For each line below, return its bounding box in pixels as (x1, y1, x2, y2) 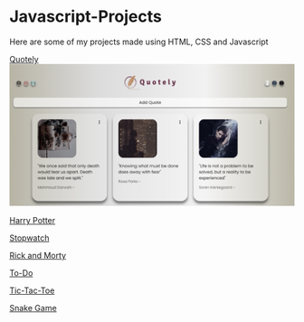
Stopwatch (9, 232, 50, 243)
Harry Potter (9, 215, 56, 226)
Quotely (9, 53, 39, 64)
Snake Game (9, 303, 57, 314)
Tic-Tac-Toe (9, 285, 55, 296)
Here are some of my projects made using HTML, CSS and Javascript (9, 36, 269, 47)
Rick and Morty (9, 251, 66, 261)
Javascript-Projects (9, 6, 163, 27)
